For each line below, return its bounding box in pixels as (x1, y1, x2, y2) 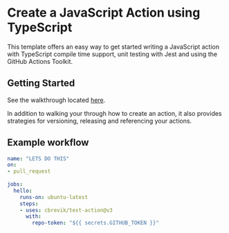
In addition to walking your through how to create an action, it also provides (7, 109, 223, 117)
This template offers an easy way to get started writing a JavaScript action (7, 42, 220, 51)
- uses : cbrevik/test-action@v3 (19, 207, 113, 214)
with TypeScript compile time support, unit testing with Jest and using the (7, 50, 218, 58)
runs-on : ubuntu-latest (19, 193, 89, 200)
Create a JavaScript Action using (7, 5, 201, 21)
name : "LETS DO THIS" (7, 155, 70, 162)
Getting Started (7, 78, 75, 89)
